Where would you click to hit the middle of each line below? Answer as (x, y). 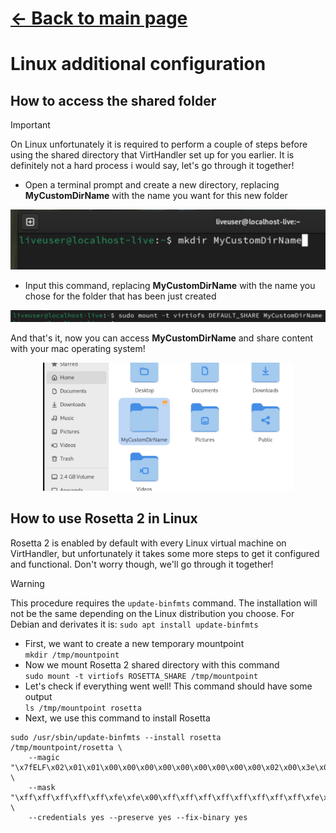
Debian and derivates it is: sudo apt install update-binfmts (134, 624)
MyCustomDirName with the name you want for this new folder (156, 196)
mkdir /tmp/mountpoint (72, 655)
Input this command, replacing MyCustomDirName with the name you (170, 285)
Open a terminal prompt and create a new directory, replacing (152, 185)
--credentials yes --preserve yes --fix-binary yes (138, 817)
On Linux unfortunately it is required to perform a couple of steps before (159, 144)
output (38, 696)
